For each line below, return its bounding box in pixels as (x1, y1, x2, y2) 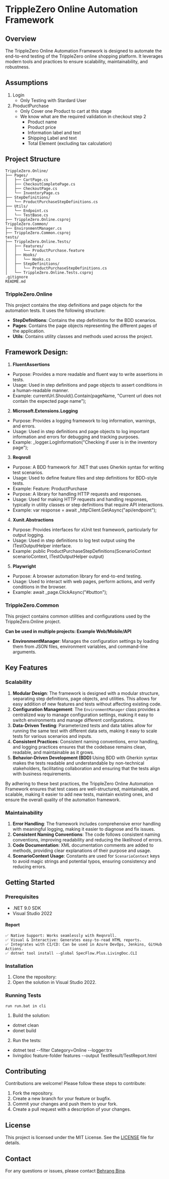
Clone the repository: (12, 974, 57, 980)
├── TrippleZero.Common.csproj (5, 230, 71, 235)
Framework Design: (5, 348, 68, 357)
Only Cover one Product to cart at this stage (20, 108, 112, 114)
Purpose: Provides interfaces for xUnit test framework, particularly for (12, 527, 158, 533)
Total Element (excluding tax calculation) (27, 140, 112, 146)
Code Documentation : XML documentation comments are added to (12, 842, 154, 848)
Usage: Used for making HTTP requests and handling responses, (12, 496, 148, 502)
